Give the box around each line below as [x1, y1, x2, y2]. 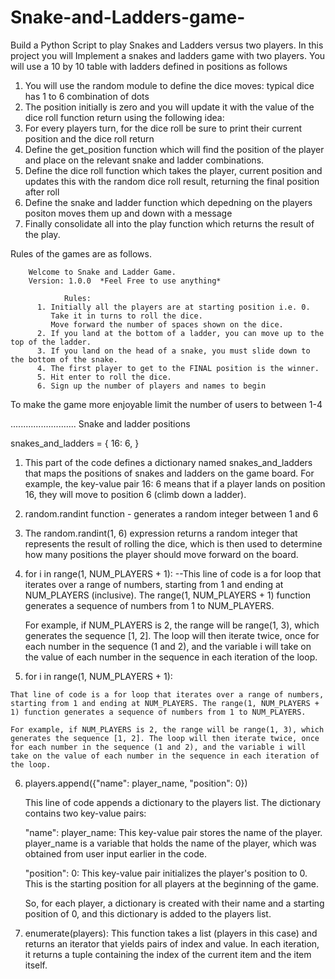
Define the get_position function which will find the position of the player [24, 143, 325, 155]
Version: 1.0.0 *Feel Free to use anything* [28, 276, 222, 286]
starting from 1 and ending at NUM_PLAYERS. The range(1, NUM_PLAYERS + [10, 698, 320, 708]
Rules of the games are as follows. [10, 247, 152, 260]
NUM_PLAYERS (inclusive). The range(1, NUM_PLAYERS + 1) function [24, 589, 311, 601]
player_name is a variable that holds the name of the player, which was [24, 837, 317, 849]
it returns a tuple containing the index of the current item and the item [24, 948, 312, 960]
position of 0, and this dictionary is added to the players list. [24, 907, 272, 920]
